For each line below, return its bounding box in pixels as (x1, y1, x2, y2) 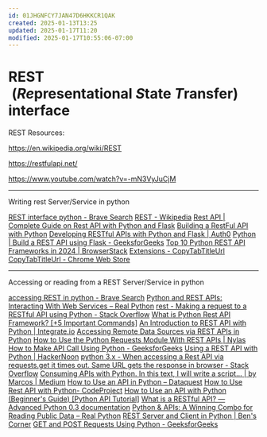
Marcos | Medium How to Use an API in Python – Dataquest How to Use (8, 377, 243, 387)
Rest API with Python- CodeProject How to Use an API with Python (8, 386, 226, 396)
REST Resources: (8, 128, 65, 137)
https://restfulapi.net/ (8, 159, 78, 168)
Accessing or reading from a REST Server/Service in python (8, 277, 204, 287)
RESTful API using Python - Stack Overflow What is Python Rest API (8, 310, 231, 319)
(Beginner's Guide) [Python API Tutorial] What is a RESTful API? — (8, 394, 226, 404)
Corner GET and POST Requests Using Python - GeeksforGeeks (8, 420, 219, 429)
